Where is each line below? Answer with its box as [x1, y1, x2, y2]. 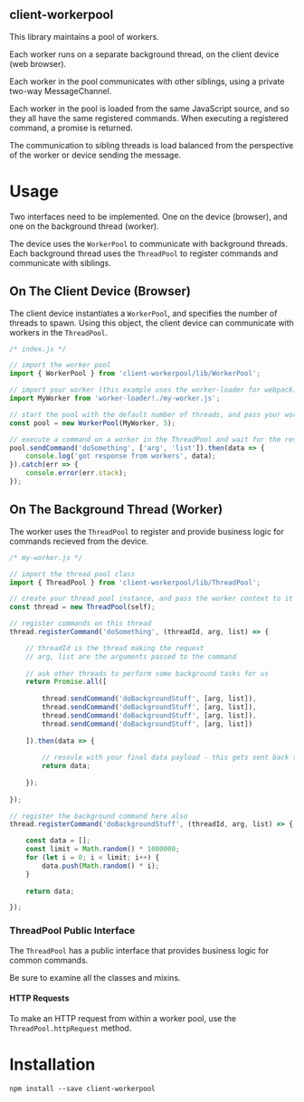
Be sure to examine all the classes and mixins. [9, 972, 181, 983]
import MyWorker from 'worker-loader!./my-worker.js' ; [9, 394, 221, 404]
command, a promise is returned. [9, 122, 133, 133]
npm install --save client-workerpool [9, 1084, 156, 1093]
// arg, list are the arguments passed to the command [25, 651, 237, 661]
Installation [9, 1054, 96, 1075]
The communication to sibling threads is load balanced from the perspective [9, 139, 294, 150]
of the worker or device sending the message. [9, 149, 182, 160]
